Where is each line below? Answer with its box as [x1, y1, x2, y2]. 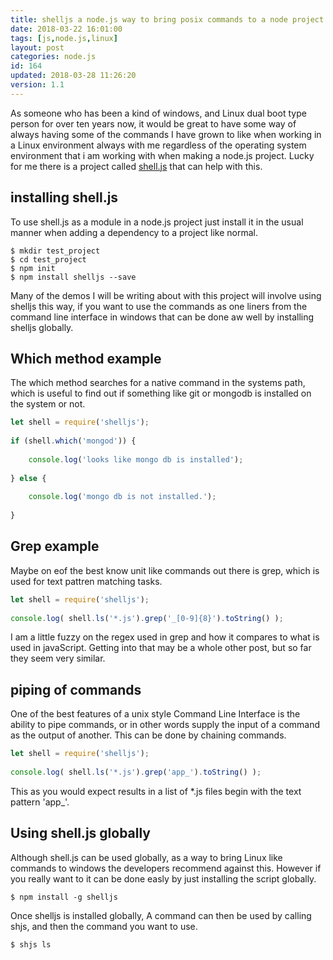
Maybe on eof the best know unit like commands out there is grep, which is [10, 564, 320, 576]
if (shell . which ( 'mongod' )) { [10, 436, 137, 446]
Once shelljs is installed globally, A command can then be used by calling [10, 909, 312, 921]
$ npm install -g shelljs [10, 892, 118, 902]
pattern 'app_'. [10, 796, 70, 808]
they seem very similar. [10, 652, 106, 665]
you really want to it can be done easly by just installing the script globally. [10, 872, 317, 885]
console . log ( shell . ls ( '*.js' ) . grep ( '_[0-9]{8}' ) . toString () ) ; [10, 613, 284, 623]
